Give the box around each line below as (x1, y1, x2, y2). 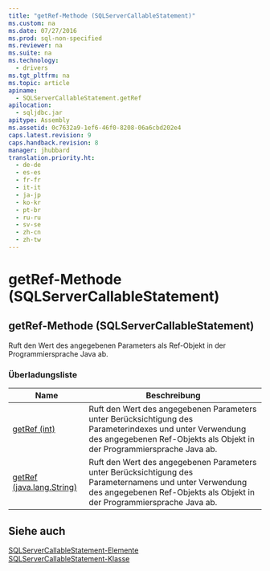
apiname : (8, 86, 38, 95)
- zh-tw (15, 236, 42, 244)
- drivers (15, 64, 48, 72)
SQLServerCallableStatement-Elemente (8, 545, 139, 555)
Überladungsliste (8, 369, 78, 380)
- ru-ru (15, 214, 42, 222)
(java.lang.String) (12, 482, 78, 493)
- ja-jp (15, 190, 42, 199)
